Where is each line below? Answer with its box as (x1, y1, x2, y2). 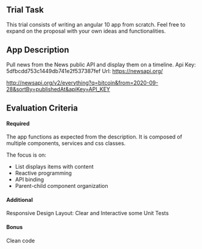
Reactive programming (15, 169, 72, 177)
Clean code (6, 237, 35, 244)
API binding (15, 176, 44, 183)
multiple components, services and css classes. (6, 140, 126, 147)
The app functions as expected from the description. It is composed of (6, 133, 183, 141)
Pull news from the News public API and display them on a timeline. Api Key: (6, 60, 197, 68)
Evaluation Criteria (6, 103, 78, 114)
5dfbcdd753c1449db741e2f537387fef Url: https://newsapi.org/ (6, 67, 163, 74)
